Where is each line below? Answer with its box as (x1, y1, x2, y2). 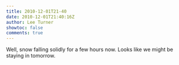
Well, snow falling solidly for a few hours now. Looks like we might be (6, 46, 174, 53)
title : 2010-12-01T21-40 (6, 8, 67, 15)
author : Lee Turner (6, 19, 54, 25)
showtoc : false (6, 24, 43, 31)
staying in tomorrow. (6, 52, 56, 59)
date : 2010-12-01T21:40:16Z (6, 14, 75, 20)
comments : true (6, 30, 43, 36)
